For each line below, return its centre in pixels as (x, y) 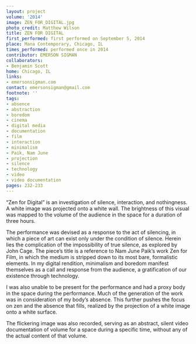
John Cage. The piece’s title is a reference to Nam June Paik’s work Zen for (97, 251)
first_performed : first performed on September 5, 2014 (75, 39)
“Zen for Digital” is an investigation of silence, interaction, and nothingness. (97, 202)
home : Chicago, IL (28, 71)
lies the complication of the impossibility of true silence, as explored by (92, 245)
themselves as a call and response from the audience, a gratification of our (97, 269)
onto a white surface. (32, 312)
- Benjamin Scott (27, 66)
